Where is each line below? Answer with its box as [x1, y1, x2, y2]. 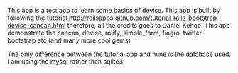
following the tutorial [7, 13, 67, 22]
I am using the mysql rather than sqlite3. [7, 57, 125, 66]
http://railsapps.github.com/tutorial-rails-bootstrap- [68, 13, 220, 22]
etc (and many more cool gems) [37, 36, 131, 45]
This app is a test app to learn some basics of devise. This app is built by [7, 6, 220, 14]
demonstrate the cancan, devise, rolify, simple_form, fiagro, [7, 28, 182, 37]
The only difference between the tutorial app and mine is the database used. [7, 50, 232, 58]
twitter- [183, 28, 205, 37]
